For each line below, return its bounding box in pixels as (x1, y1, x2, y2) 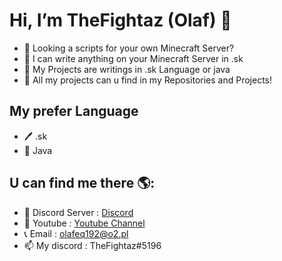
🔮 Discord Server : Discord (23, 206, 134, 218)
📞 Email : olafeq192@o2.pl (23, 227, 129, 239)
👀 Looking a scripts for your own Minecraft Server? (23, 42, 235, 54)
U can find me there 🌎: (9, 175, 156, 192)
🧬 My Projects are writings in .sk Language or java (23, 63, 231, 75)
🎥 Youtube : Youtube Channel (23, 217, 146, 229)
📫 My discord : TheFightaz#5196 (23, 239, 162, 251)
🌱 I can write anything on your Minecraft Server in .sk (23, 52, 244, 64)
